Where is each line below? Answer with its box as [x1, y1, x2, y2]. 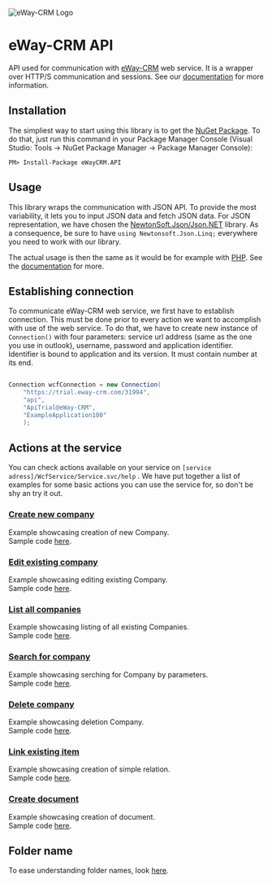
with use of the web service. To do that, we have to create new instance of [8, 324, 258, 333]
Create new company [8, 509, 95, 520]
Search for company [8, 651, 91, 663]
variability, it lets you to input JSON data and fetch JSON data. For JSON [8, 211, 251, 220]
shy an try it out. [8, 489, 63, 498]
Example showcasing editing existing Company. [8, 575, 168, 585]
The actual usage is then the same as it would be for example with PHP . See [8, 252, 263, 262]
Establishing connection [8, 285, 134, 298]
